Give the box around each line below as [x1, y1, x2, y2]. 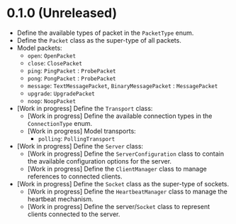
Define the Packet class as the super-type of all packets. [16, 36, 181, 44]
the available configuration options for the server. [27, 156, 172, 165]
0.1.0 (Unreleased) [6, 5, 118, 21]
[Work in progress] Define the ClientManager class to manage [27, 164, 207, 173]
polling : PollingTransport [38, 134, 116, 143]
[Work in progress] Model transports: [27, 127, 136, 135]
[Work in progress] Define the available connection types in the [27, 112, 213, 120]
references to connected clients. [27, 172, 123, 181]
